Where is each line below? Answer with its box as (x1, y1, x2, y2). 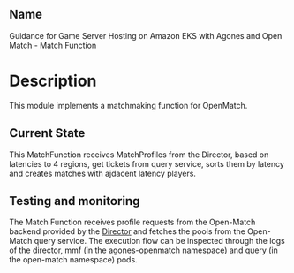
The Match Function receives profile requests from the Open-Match (9, 216, 256, 228)
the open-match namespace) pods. (9, 254, 139, 265)
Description (9, 71, 97, 91)
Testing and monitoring (9, 193, 140, 209)
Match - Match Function (9, 40, 97, 50)
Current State (9, 125, 86, 140)
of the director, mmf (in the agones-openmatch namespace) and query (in (9, 245, 278, 255)
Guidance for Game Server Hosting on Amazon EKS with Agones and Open (9, 30, 283, 41)
